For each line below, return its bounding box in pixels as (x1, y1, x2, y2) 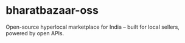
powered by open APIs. (5, 29, 65, 36)
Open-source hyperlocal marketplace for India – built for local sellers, (5, 23, 180, 30)
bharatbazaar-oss (5, 4, 99, 17)
